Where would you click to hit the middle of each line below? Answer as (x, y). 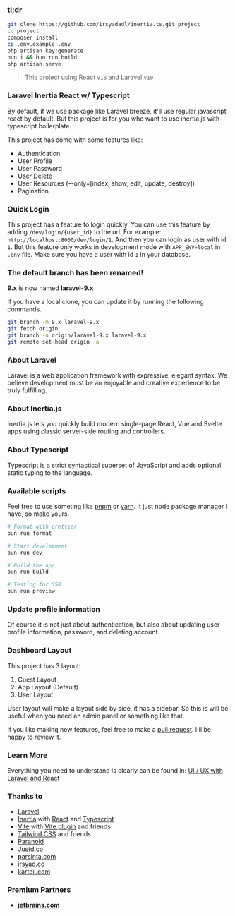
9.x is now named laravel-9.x (50, 288)
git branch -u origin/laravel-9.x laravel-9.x (77, 336)
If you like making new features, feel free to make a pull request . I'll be (109, 729)
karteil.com (34, 872)
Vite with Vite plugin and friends (64, 826)
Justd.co (30, 849)
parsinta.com (37, 857)
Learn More (28, 755)
